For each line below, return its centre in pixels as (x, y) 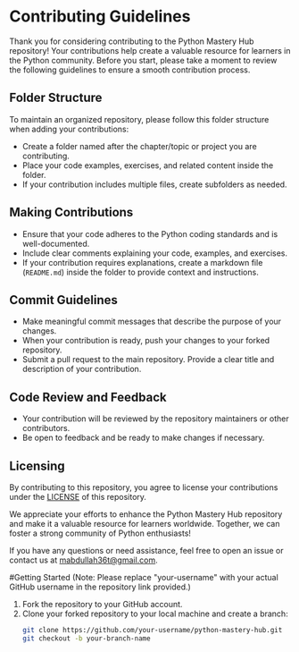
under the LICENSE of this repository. (78, 497)
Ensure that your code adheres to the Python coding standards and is (150, 233)
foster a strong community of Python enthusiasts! (100, 533)
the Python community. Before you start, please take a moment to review (143, 60)
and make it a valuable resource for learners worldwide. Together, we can (145, 524)
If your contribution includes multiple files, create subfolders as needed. (154, 184)
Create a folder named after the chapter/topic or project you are (139, 146)
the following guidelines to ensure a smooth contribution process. (130, 70)
